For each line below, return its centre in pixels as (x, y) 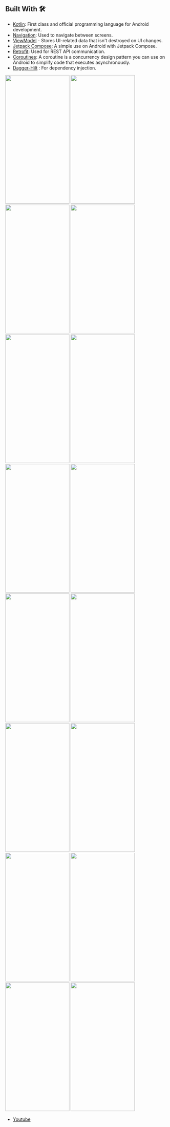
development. (27, 29)
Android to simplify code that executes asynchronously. (71, 62)
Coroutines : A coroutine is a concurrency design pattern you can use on (89, 57)
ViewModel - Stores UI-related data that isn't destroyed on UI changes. (88, 40)
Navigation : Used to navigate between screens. (63, 35)
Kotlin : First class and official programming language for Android (81, 24)
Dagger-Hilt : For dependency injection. (54, 68)
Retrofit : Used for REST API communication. (59, 51)
